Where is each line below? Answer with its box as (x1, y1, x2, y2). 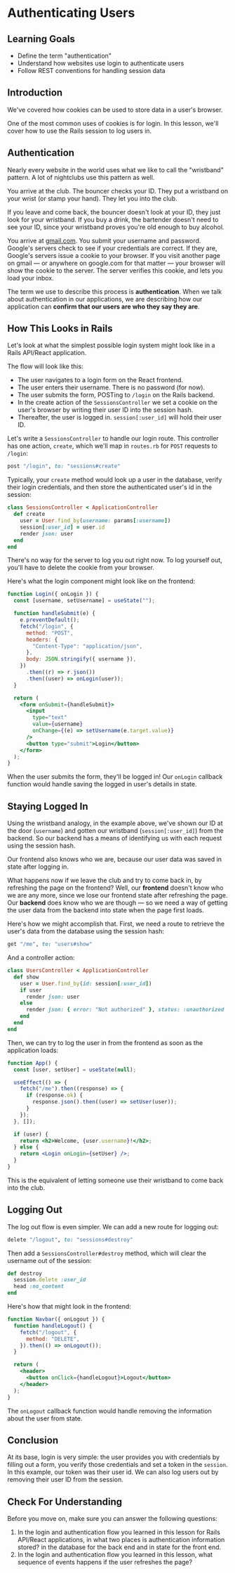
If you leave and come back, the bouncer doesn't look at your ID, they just (7, 207, 221, 216)
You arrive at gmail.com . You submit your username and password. (7, 236, 201, 245)
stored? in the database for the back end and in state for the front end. (17, 1543, 222, 1551)
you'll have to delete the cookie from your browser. (7, 564, 154, 572)
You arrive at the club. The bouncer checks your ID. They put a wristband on (7, 186, 229, 195)
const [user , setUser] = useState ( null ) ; (13, 1066, 137, 1073)
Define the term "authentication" (17, 51, 112, 60)
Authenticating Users (7, 5, 135, 21)
